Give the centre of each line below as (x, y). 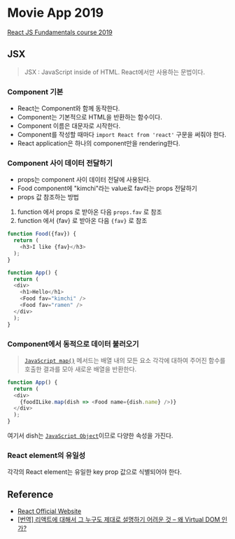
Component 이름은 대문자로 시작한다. (69, 126)
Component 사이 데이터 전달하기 (60, 163)
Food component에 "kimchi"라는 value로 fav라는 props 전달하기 (107, 188)
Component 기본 (35, 92)
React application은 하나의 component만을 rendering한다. (99, 143)
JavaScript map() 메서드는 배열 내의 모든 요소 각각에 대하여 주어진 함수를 (125, 360)
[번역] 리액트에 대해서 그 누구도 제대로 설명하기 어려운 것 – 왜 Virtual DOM (119, 519)
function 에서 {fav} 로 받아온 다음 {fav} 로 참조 (82, 221)
